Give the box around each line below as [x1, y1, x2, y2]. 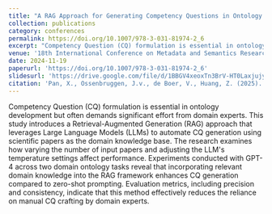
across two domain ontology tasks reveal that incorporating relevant [15, 162, 243, 171]
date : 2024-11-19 [8, 57, 67, 65]
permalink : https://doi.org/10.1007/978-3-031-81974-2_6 [8, 34, 205, 43]
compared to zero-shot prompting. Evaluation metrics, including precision [8, 178, 255, 188]
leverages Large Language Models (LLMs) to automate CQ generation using [8, 127, 261, 137]
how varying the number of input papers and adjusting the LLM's [8, 145, 225, 154]
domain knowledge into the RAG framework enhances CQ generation [8, 170, 239, 180]
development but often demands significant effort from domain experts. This [8, 110, 264, 120]
